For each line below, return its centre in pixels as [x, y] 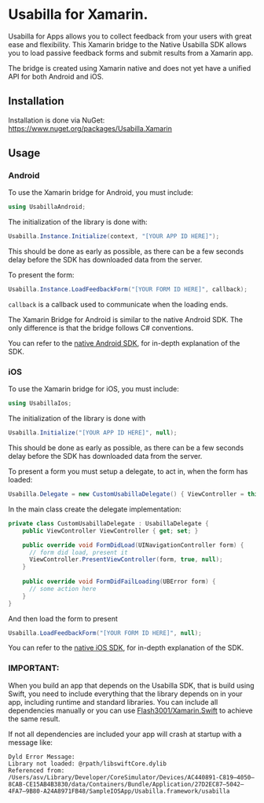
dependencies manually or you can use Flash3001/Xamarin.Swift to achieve [130, 710]
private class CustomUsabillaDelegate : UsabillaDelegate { [109, 523]
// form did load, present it [78, 552]
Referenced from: [37, 770]
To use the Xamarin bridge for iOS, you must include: [93, 389]
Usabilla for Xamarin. [78, 15]
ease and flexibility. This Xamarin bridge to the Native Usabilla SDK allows [128, 44]
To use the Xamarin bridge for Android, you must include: [101, 192]
